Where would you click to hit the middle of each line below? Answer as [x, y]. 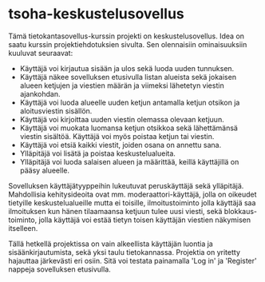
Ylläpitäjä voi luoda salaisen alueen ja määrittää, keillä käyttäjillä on [129, 161]
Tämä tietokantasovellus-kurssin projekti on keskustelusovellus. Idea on [127, 36]
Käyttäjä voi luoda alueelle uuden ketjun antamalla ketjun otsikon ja [130, 102]
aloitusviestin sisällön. [56, 111]
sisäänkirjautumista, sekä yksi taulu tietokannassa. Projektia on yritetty [125, 252]
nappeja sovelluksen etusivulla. [60, 269]
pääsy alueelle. [45, 170]
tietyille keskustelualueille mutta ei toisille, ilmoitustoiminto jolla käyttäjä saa [132, 203]
